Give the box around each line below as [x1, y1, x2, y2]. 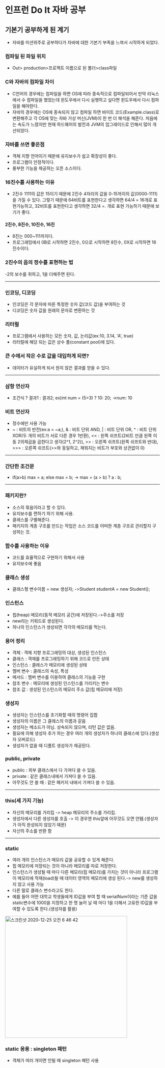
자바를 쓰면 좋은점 [5, 141, 45, 148]
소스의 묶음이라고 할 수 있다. [12, 504, 66, 510]
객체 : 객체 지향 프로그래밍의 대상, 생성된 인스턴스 [12, 649, 107, 656]
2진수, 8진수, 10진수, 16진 [5, 221, 55, 227]
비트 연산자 [5, 408, 30, 415]
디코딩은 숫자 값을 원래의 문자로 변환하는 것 [12, 307, 95, 313]
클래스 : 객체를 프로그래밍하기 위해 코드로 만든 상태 [12, 656, 110, 661]
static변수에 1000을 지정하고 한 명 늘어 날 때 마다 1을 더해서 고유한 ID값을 [12, 900, 153, 906]
